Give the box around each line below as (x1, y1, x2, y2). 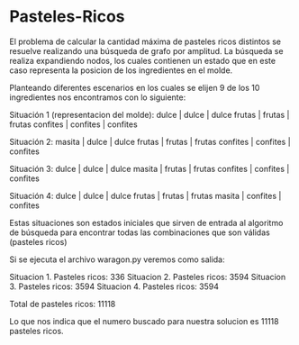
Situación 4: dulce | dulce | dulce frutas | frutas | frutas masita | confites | (9, 190, 282, 201)
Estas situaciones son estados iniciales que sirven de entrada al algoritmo (9, 217, 284, 228)
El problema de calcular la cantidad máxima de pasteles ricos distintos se (9, 36, 282, 47)
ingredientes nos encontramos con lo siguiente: (9, 92, 186, 103)
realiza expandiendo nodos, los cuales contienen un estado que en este (9, 55, 276, 66)
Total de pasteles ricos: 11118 (9, 298, 116, 309)
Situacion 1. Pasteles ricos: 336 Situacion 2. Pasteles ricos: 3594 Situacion (9, 271, 286, 282)
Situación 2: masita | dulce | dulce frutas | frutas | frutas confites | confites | (9, 136, 291, 147)
